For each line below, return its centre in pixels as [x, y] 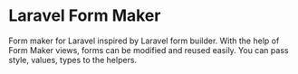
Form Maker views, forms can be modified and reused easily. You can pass [149, 50]
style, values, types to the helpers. [73, 60]
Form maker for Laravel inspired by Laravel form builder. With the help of [144, 41]
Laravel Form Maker [85, 16]
